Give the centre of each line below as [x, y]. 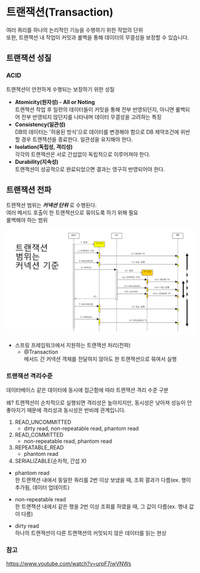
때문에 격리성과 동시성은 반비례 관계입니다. [76, 410]
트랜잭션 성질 [29, 58]
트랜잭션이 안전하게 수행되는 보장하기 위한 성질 [61, 89]
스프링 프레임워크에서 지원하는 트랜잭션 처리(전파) [73, 345]
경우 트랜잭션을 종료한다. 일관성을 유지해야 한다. [77, 139]
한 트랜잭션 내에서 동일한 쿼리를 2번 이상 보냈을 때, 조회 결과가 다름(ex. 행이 [103, 480]
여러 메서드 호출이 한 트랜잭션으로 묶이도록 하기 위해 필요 [72, 213]
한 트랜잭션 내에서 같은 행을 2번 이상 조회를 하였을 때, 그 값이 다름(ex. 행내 [101, 507]
